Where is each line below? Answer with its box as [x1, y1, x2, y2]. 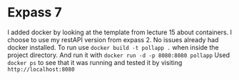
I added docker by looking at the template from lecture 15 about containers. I [7, 28, 233, 36]
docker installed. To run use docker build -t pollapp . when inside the [7, 43, 219, 51]
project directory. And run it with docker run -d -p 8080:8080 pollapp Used [7, 51, 230, 59]
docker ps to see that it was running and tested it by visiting [7, 58, 183, 66]
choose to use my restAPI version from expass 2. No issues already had [7, 35, 219, 44]
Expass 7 [7, 4, 62, 21]
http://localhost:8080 [7, 66, 75, 73]
